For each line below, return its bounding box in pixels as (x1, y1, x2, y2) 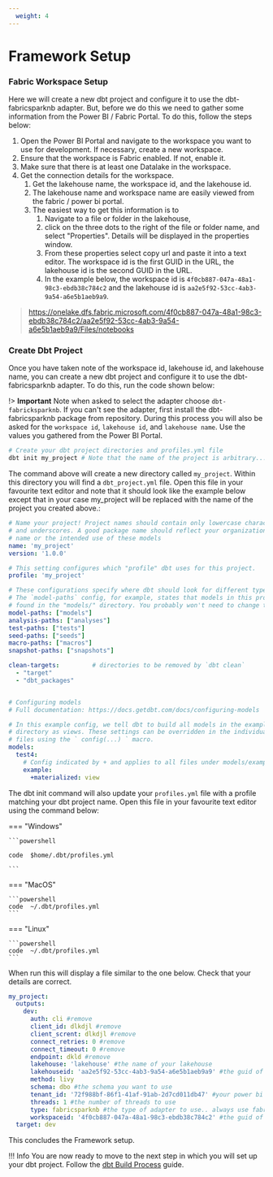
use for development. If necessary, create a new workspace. (19, 145, 223, 154)
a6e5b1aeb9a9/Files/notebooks (28, 324, 134, 334)
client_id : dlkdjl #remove (29, 1023, 122, 1031)
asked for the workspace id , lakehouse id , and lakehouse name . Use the (8, 422, 246, 432)
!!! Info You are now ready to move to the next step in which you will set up (8, 1151, 258, 1161)
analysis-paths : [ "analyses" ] (8, 616, 111, 624)
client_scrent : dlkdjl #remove (29, 1030, 136, 1038)
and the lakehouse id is (108, 283, 186, 293)
